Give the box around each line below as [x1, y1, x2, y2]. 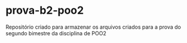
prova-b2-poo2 [5, 4, 84, 17]
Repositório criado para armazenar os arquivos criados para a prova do [5, 23, 182, 30]
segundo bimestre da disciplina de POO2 [5, 29, 107, 36]
